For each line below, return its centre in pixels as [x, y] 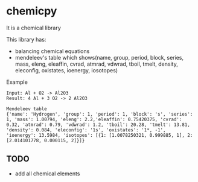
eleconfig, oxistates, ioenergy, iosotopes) [66, 70]
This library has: [26, 39]
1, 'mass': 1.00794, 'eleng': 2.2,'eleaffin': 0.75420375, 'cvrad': [94, 119]
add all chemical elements [47, 174]
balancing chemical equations [52, 51]
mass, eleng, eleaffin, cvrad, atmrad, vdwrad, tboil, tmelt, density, [96, 64]
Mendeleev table [27, 109]
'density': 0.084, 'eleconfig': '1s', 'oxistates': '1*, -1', [86, 130]
